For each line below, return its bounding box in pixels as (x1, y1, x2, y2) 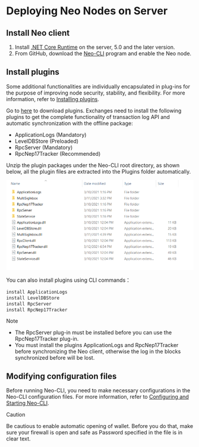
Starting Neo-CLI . (6, 399, 49, 407)
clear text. (6, 435, 31, 442)
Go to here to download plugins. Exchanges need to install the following (6, 107, 182, 114)
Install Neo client (6, 28, 70, 38)
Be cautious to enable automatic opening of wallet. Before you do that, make (6, 423, 194, 430)
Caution (6, 411, 26, 418)
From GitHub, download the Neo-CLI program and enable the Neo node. (14, 50, 192, 57)
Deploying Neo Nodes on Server (6, 4, 168, 18)
